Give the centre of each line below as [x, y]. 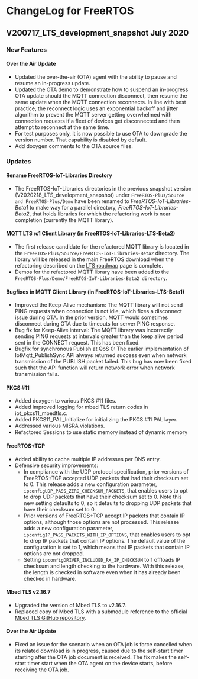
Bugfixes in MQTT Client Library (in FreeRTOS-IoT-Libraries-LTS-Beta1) [95, 292]
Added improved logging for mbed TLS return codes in [81, 407]
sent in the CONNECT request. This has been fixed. [77, 343]
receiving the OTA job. [42, 670]
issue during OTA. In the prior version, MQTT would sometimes [91, 317]
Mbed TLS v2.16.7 [28, 592]
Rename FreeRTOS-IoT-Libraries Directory [59, 175]
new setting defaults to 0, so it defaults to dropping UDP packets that [108, 503]
